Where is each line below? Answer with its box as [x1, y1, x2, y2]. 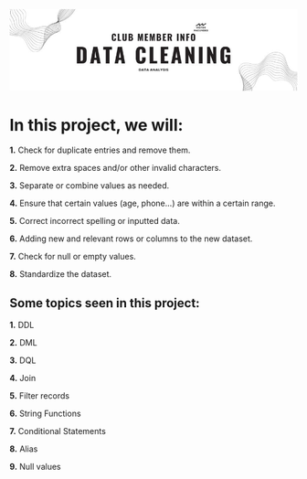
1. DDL [9, 320, 35, 331]
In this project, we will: [9, 114, 184, 135]
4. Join [9, 373, 37, 384]
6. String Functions [9, 408, 81, 420]
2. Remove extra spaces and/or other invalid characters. [9, 163, 222, 174]
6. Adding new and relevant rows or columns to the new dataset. [9, 233, 253, 244]
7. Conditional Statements [9, 426, 107, 437]
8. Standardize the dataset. [9, 269, 112, 280]
